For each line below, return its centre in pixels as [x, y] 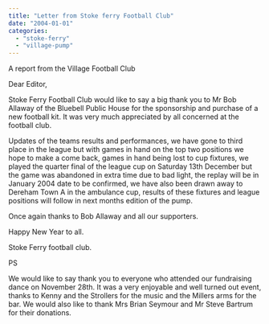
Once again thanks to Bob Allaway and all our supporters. [104, 216]
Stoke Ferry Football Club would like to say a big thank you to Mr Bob [122, 100]
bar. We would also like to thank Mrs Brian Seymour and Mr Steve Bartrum [131, 304]
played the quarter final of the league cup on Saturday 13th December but [130, 166]
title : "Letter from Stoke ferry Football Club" [91, 16]
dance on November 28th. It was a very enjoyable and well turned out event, [135, 287]
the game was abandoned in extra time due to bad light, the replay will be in [134, 175]
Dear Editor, [28, 84]
